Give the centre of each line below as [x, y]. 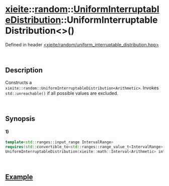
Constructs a [19, 82]
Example [19, 177]
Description [24, 70]
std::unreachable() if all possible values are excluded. [62, 93]
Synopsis [20, 119]
